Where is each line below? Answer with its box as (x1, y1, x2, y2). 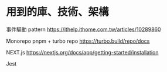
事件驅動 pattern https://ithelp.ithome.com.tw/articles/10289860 (6, 26, 161, 33)
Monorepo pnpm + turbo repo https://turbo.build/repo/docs (6, 37, 150, 44)
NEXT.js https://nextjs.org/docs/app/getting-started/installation (6, 49, 159, 56)
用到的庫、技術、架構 (6, 5, 110, 19)
